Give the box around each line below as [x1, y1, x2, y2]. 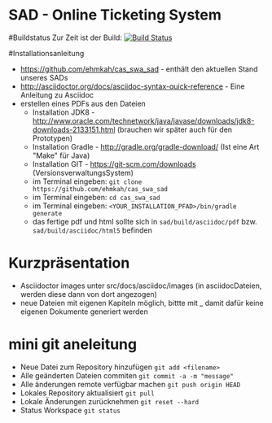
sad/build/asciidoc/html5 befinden [32, 225, 152, 235]
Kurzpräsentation [8, 254, 130, 273]
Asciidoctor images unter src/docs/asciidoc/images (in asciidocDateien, [20, 281, 262, 290]
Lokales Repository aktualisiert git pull [20, 388, 155, 398]
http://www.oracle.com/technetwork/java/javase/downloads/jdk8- [32, 116, 255, 125]
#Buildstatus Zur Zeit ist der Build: [8, 33, 122, 42]
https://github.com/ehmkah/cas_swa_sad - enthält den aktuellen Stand [20, 63, 258, 74]
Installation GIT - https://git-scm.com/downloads [32, 159, 197, 168]
